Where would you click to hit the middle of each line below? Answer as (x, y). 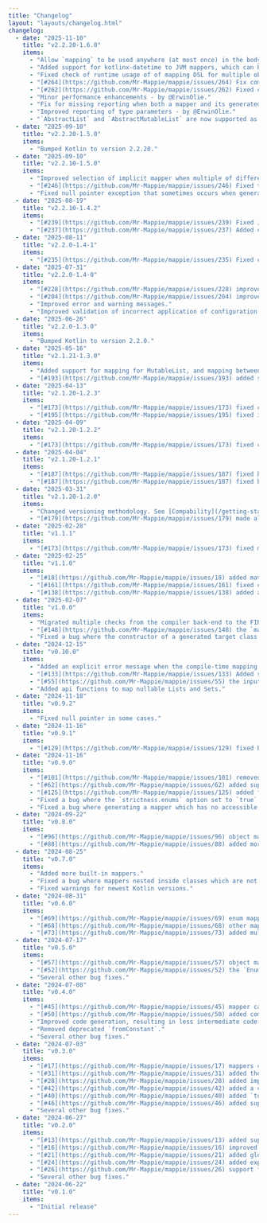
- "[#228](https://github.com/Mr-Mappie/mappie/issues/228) (131, 290)
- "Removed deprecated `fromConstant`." (97, 1029)
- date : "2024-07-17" (51, 941)
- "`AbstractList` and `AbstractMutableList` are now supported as (143, 119)
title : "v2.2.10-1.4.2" (62, 208)
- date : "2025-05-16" (51, 349)
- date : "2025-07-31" (51, 267)
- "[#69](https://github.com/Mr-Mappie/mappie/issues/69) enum (136, 918)
